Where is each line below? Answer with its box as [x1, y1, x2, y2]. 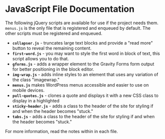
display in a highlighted [12, 97, 60, 103]
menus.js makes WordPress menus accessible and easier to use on [12, 82, 149, 88]
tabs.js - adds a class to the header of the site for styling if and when [12, 113, 155, 119]
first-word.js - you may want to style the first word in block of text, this [12, 50, 161, 56]
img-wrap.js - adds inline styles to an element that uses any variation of [12, 71, 159, 77]
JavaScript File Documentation [5, 3, 135, 15]
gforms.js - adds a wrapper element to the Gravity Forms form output [12, 61, 155, 67]
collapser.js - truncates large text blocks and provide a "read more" [12, 40, 153, 46]
